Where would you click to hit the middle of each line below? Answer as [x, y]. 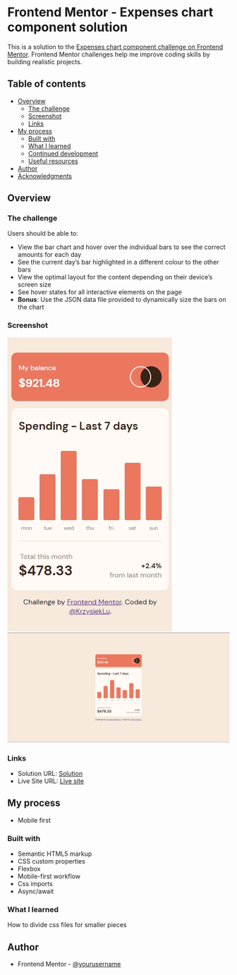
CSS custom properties [51, 861]
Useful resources [53, 161]
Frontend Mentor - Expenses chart [110, 12]
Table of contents [47, 84]
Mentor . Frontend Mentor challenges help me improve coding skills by [109, 54]
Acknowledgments [45, 176]
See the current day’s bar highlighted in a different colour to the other [118, 262]
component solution [68, 27]
